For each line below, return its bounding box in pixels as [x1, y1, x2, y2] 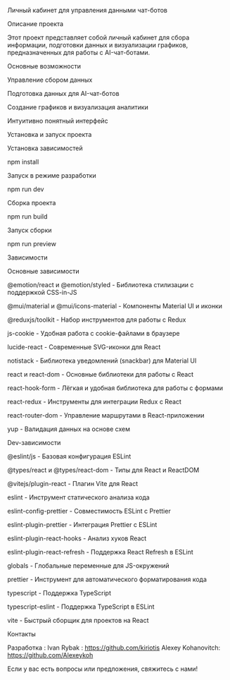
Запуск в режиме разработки [7, 171, 96, 179]
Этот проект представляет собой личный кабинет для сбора [7, 33, 190, 42]
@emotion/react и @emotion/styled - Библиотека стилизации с [7, 281, 194, 289]
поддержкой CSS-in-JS [7, 289, 77, 296]
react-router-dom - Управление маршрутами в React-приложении [7, 411, 205, 419]
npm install [7, 158, 39, 166]
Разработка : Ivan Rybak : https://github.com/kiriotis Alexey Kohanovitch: [7, 643, 221, 652]
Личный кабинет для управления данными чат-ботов [7, 6, 167, 14]
